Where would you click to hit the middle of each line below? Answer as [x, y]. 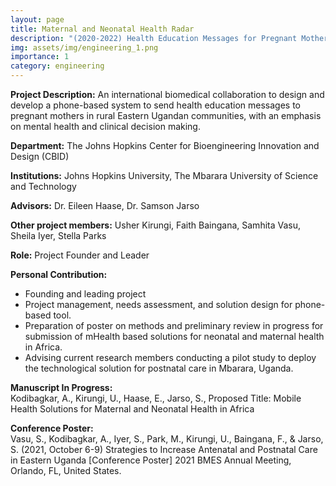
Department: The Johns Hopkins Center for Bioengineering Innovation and [165, 145]
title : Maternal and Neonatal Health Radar [102, 29]
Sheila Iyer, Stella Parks [58, 235]
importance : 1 [40, 57]
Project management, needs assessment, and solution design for [158, 304]
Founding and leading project [85, 294]
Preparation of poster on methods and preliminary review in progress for [174, 325]
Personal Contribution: [59, 274]
